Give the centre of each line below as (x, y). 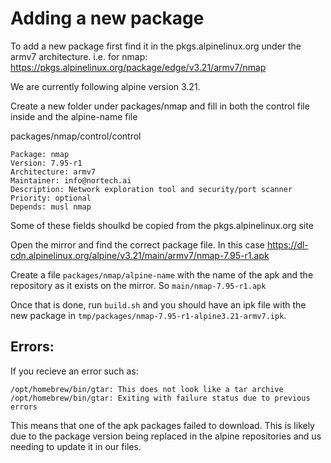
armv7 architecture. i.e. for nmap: (79, 56)
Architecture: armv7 (53, 172)
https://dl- (287, 244)
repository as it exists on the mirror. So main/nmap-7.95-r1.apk (138, 285)
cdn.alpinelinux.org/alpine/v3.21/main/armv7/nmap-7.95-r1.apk (140, 255)
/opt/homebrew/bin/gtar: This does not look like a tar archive (147, 389)
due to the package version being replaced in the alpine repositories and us (166, 436)
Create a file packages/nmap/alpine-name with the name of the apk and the (162, 274)
